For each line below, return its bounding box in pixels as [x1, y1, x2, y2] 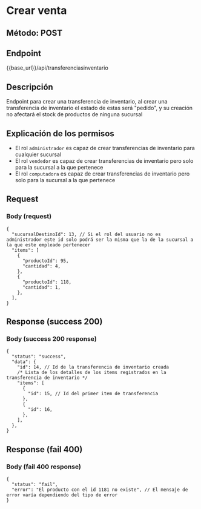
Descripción [6, 82, 53, 92]
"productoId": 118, [22, 279, 71, 285]
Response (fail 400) [6, 444, 83, 455]
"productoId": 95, [22, 258, 69, 264]
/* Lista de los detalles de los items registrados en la [17, 370, 166, 376]
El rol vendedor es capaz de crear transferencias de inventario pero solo [15, 157, 194, 165]
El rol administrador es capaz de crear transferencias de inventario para [15, 145, 195, 152]
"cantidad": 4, [22, 263, 61, 269]
